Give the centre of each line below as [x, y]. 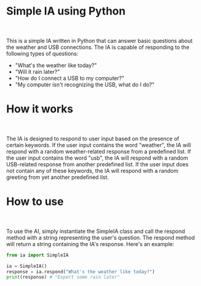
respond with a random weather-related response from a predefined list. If [99, 151]
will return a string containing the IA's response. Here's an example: [90, 244]
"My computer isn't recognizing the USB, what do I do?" [85, 84]
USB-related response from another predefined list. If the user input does [97, 164]
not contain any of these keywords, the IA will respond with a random [92, 171]
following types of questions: [42, 53]
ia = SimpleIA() [27, 266]
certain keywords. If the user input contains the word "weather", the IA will [99, 145]
